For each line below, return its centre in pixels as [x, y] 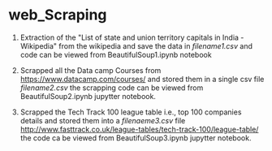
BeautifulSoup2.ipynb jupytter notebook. [88, 96]
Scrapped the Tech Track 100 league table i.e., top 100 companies [131, 112]
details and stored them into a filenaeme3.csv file [103, 120]
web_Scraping [58, 15]
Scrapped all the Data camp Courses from [91, 70]
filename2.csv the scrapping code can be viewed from [112, 88]
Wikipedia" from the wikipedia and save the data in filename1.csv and [136, 45]
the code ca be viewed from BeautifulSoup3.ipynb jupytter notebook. [136, 138]
